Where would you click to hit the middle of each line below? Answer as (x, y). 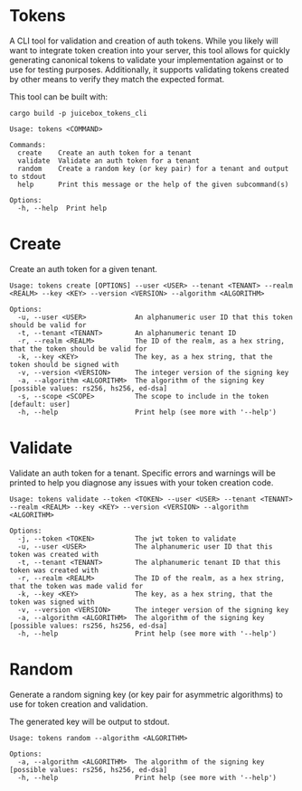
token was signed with (52, 602)
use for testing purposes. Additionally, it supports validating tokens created (149, 70)
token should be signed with (64, 364)
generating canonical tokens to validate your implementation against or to (146, 60)
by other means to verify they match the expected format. (117, 79)
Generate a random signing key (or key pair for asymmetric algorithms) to (146, 694)
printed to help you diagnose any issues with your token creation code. (142, 482)
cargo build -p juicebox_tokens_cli (78, 113)
